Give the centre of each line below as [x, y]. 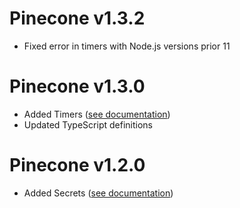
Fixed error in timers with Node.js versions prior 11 [127, 46]
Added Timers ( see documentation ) [97, 114]
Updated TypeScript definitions [88, 124]
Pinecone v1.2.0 [77, 165]
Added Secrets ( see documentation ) [98, 193]
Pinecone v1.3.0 [77, 86]
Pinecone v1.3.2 [77, 18]
